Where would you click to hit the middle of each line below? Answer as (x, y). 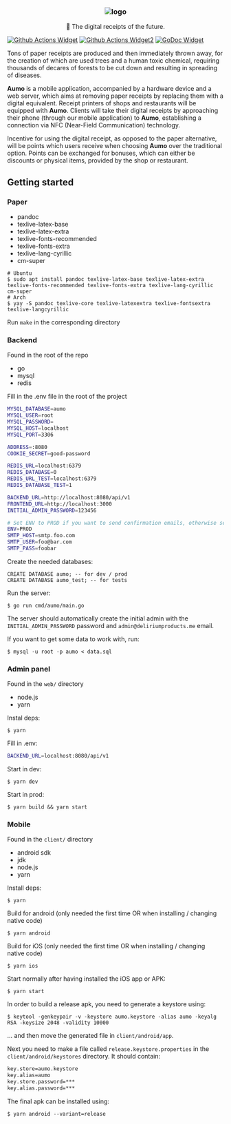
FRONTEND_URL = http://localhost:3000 (59, 504)
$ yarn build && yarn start (47, 807)
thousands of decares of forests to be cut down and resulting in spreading (112, 68)
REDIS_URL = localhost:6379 (44, 466)
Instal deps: (23, 718)
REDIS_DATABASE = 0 (32, 472)
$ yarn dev (23, 782)
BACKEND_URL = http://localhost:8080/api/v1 (69, 497)
